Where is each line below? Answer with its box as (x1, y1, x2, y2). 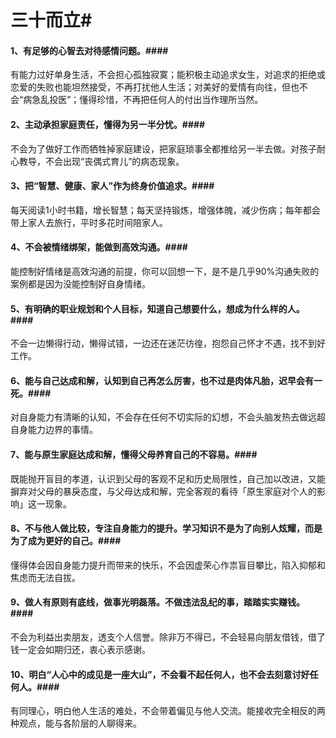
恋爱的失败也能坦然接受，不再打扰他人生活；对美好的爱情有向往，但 (10, 81, 291, 93)
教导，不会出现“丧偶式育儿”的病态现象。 (18, 155, 185, 167)
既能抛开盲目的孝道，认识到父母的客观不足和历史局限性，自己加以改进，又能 (10, 472, 326, 485)
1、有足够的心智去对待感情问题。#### (10, 44, 169, 56)
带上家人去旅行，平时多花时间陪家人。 (10, 216, 168, 228)
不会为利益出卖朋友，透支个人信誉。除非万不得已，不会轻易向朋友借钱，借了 (10, 631, 326, 643)
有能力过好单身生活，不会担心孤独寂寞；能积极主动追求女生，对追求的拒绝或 (10, 69, 326, 81)
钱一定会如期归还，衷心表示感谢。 (10, 644, 151, 656)
